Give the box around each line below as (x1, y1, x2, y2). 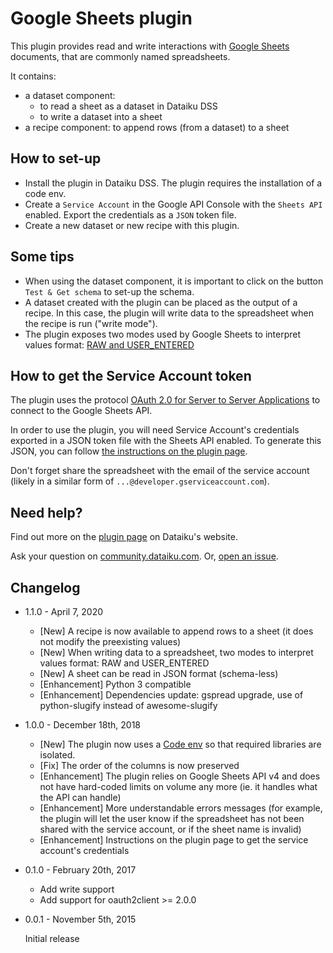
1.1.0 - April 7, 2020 (24, 606, 104, 617)
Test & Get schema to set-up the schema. (24, 285, 195, 297)
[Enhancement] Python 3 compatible (39, 678, 192, 690)
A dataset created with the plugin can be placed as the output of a (24, 296, 298, 308)
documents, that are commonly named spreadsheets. (10, 50, 231, 62)
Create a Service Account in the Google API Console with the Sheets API (24, 198, 323, 210)
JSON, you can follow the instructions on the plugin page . (10, 445, 248, 457)
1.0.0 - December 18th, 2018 (24, 719, 142, 731)
